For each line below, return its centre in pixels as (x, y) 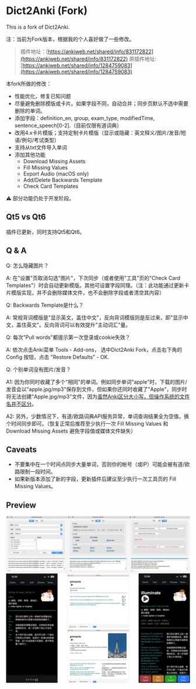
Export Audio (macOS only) (56, 173)
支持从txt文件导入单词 (41, 147)
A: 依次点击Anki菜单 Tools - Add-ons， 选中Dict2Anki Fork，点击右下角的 (94, 349)
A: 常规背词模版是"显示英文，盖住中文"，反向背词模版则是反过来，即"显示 (95, 317)
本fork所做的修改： (29, 84)
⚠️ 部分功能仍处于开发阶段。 (40, 198)
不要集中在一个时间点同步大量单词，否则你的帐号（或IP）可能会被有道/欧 (102, 464)
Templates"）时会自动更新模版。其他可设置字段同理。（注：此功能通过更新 (95, 285)
